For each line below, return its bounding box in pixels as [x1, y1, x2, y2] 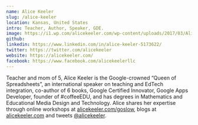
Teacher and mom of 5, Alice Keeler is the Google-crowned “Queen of [6, 74, 177, 81]
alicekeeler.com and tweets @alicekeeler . [6, 111, 107, 119]
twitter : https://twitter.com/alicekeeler [6, 47, 112, 53]
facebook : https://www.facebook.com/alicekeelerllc [6, 58, 136, 64]
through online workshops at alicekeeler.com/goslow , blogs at [6, 106, 157, 113]
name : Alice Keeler [6, 8, 54, 15]
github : [6, 36, 25, 42]
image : [6, 31, 22, 37]
